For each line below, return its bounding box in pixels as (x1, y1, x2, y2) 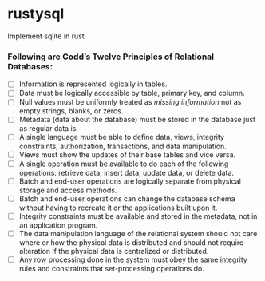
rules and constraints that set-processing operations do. (18, 263, 204, 273)
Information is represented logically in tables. (18, 79, 168, 89)
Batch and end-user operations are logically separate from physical (18, 176, 241, 186)
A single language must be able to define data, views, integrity (18, 133, 225, 142)
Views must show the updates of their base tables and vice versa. (18, 149, 236, 160)
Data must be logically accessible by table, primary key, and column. (18, 89, 245, 98)
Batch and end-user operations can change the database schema (18, 193, 236, 204)
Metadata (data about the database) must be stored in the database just (18, 115, 256, 125)
